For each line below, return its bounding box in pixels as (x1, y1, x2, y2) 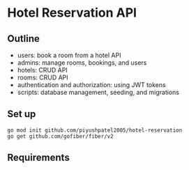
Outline (7, 33, 40, 45)
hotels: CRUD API (17, 66, 68, 74)
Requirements (7, 152, 70, 164)
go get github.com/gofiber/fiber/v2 (7, 132, 114, 140)
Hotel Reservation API (7, 5, 137, 21)
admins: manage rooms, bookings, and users (17, 59, 147, 67)
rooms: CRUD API (17, 73, 68, 82)
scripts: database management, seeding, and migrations (17, 88, 180, 96)
